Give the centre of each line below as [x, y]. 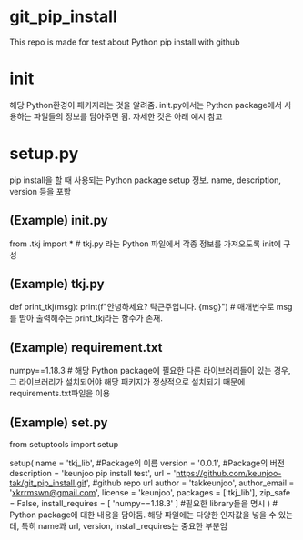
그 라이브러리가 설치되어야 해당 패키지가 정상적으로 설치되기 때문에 [127, 382]
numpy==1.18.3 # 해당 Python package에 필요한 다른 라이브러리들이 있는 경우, [150, 371]
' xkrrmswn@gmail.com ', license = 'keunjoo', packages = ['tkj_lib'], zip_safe [150, 493]
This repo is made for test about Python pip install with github [125, 42]
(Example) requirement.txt [86, 347]
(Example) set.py [59, 422]
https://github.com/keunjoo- [229, 474]
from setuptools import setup [64, 445]
